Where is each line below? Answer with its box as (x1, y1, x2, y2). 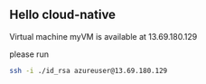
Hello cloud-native (9, 7, 116, 23)
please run (9, 49, 50, 60)
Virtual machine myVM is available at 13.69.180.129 (9, 31, 198, 42)
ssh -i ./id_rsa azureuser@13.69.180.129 (9, 66, 168, 75)
